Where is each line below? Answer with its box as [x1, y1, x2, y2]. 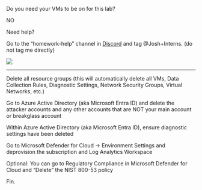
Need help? [6, 28, 35, 35]
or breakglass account [6, 112, 62, 119]
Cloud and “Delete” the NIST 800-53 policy [6, 167, 113, 173]
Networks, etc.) [6, 88, 45, 95]
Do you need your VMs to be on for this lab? [6, 5, 115, 12]
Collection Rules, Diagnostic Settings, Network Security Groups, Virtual [6, 81, 182, 88]
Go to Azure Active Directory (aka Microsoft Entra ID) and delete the [6, 99, 175, 106]
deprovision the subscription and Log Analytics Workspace [6, 149, 153, 155]
